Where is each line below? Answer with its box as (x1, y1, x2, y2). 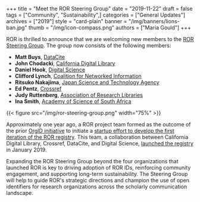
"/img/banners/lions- (128, 18, 180, 24)
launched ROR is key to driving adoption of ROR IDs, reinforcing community (6, 164, 191, 171)
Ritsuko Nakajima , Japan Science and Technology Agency (14, 79, 160, 86)
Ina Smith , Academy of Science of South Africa (14, 98, 132, 105)
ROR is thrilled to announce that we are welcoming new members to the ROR (6, 36, 194, 42)
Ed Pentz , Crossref (14, 85, 62, 92)
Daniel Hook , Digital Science (14, 66, 86, 73)
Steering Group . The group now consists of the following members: (6, 42, 171, 49)
